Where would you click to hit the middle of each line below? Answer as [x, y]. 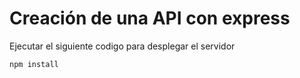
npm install [34, 64]
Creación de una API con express [150, 18]
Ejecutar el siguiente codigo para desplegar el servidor [122, 46]
